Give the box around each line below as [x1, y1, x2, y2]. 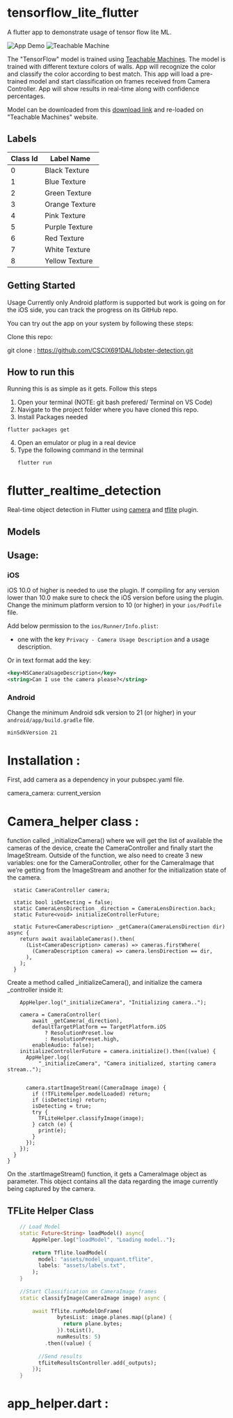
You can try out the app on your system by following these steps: [7, 319, 194, 327]
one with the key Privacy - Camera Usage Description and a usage [17, 635, 210, 644]
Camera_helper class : [7, 813, 139, 829]
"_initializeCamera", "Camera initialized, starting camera [38, 1060, 216, 1067]
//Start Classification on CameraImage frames [19, 1288, 157, 1295]
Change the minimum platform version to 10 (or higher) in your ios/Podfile [7, 601, 222, 609]
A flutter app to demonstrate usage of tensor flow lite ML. [7, 28, 172, 36]
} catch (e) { [32, 1121, 73, 1128]
